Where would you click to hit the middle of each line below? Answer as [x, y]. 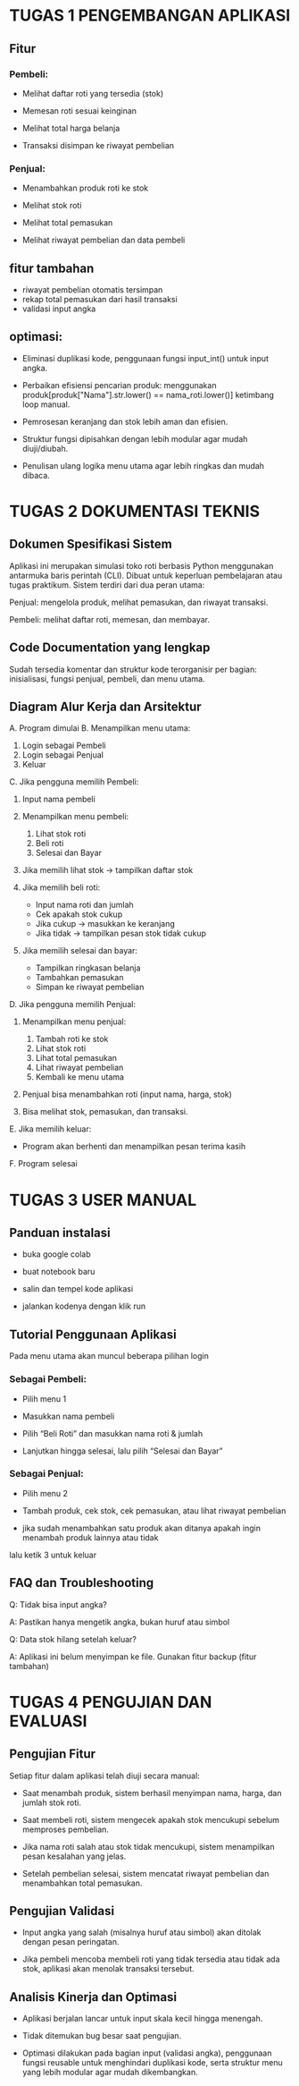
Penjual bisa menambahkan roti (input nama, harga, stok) [127, 1094]
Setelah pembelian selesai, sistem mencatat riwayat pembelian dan [145, 1873]
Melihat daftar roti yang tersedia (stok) [93, 93]
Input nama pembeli [58, 799]
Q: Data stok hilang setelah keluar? [73, 1639]
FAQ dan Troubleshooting [82, 1583]
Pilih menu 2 [45, 1493]
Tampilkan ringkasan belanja [88, 968]
